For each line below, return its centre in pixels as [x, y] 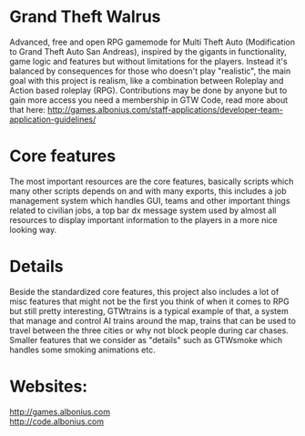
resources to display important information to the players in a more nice [143, 219]
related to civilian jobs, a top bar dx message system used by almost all [143, 210]
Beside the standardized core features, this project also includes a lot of [144, 291]
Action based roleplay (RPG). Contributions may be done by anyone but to [148, 90]
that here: [27, 109]
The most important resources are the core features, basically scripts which [152, 181]
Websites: [49, 386]
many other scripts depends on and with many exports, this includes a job [148, 191]
